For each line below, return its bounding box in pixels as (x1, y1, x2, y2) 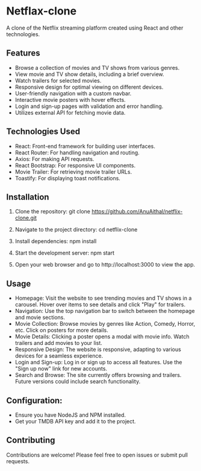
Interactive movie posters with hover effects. (14, 96, 126, 103)
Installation (6, 192, 49, 202)
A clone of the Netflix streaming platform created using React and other (6, 24, 184, 31)
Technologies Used (6, 127, 80, 137)
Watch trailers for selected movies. (14, 77, 102, 84)
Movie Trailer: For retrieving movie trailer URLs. (14, 168, 132, 175)
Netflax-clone (6, 4, 77, 18)
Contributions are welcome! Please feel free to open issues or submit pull (6, 451, 188, 458)
